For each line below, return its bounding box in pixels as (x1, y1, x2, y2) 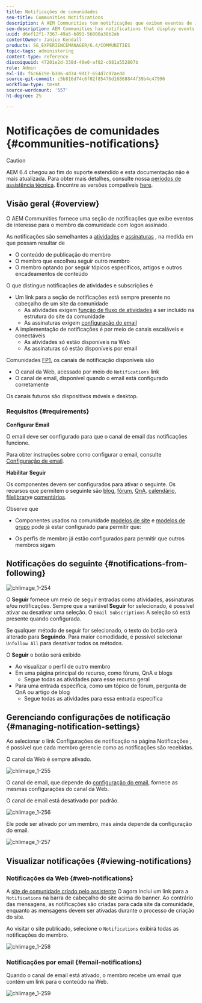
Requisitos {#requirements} (6, 407, 90, 416)
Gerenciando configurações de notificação (6, 712, 171, 722)
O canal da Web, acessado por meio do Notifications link (14, 368, 159, 375)
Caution (6, 157, 26, 164)
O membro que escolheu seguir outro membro (14, 257, 130, 264)
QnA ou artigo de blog (14, 688, 70, 696)
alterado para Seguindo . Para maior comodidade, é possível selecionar (6, 633, 183, 640)
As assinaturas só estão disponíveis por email (23, 345, 137, 352)
